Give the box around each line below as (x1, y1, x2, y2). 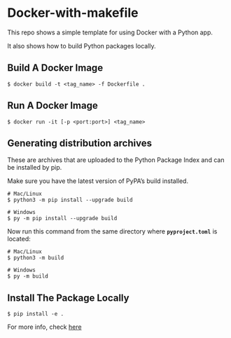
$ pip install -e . (7, 311, 64, 318)
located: (7, 235, 31, 243)
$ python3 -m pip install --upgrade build (7, 196, 133, 204)
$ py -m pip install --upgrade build (7, 215, 118, 222)
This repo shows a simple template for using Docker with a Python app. (7, 28, 213, 36)
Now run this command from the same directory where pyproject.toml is (7, 227, 218, 236)
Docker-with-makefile (7, 5, 139, 21)
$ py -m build (7, 273, 49, 280)
